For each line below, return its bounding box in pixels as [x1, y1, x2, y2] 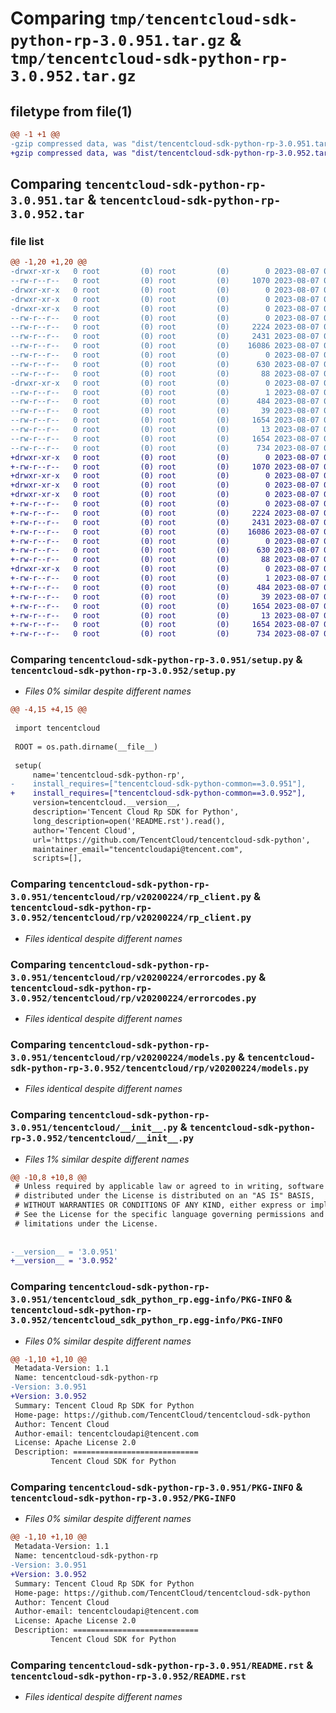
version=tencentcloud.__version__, [32, 798, 182, 808]
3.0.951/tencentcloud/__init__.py [10, 1122, 178, 1134]
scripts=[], [32, 853, 83, 864]
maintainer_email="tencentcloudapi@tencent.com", [32, 844, 244, 854]
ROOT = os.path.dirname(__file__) [14, 742, 159, 752]
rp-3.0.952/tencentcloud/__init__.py [10, 1133, 195, 1144]
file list [10, 234, 45, 248]
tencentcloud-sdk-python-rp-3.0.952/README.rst [10, 1670, 247, 1682]
